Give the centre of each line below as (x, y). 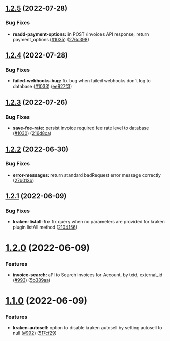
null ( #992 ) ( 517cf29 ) (35, 333)
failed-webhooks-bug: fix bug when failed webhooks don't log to (81, 81)
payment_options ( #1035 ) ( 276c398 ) (51, 39)
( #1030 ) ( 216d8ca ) (32, 133)
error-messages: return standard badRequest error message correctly (87, 175)
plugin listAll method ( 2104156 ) (45, 227)
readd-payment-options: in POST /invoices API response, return (81, 34)
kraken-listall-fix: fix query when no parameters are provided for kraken (89, 222)
